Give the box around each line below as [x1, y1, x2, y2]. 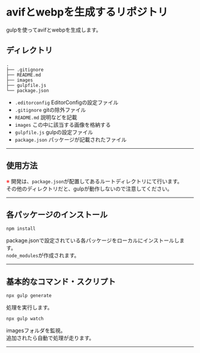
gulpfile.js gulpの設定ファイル [14, 129, 93, 136]
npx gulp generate [6, 293, 52, 299]
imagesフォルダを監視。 [6, 327, 66, 334]
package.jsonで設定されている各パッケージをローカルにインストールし [6, 237, 180, 244]
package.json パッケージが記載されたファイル [14, 136, 127, 143]
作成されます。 [43, 252, 80, 259]
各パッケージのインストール [6, 210, 108, 220]
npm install [6, 226, 36, 232]
